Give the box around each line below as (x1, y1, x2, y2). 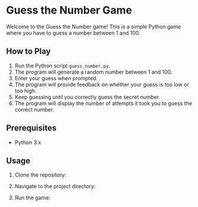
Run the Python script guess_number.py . (14, 62, 111, 69)
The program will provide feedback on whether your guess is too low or (14, 81, 189, 88)
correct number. (14, 106, 54, 113)
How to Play (6, 47, 51, 57)
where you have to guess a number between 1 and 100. (6, 29, 141, 36)
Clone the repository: (14, 172, 67, 179)
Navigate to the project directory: (14, 183, 96, 190)
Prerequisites (6, 123, 57, 133)
